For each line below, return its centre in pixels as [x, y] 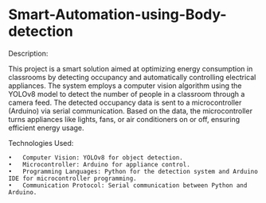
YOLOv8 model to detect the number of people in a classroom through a [127, 94]
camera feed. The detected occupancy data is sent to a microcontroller [125, 102]
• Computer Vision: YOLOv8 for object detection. [96, 157]
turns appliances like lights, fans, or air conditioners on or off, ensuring [124, 119]
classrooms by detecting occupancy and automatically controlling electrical [132, 77]
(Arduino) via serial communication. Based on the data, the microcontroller [131, 111]
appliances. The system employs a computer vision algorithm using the [125, 86]
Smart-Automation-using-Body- [117, 15]
